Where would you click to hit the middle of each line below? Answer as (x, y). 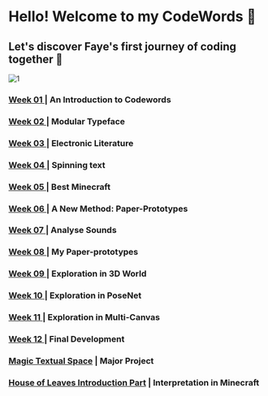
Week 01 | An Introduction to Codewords (90, 99)
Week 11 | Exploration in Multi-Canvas (84, 317)
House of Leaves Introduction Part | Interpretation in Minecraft (134, 382)
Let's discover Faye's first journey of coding (123, 47)
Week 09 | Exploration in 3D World (78, 273)
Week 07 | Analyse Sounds (63, 230)
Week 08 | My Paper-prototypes (73, 252)
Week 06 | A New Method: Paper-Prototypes (98, 209)
